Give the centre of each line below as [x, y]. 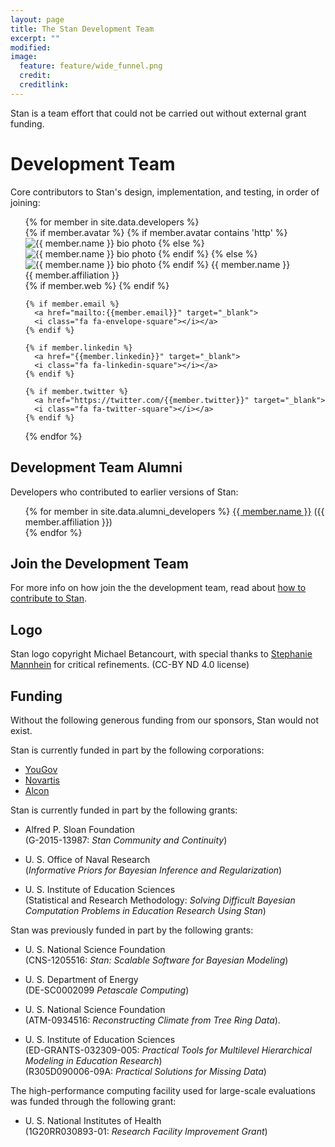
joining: [25, 202]
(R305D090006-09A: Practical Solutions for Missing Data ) [145, 1071]
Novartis [42, 780]
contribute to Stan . [49, 598]
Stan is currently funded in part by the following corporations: [137, 750]
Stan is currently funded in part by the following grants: [124, 810]
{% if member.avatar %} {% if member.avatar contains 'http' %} [156, 232]
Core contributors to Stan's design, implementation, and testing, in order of [165, 192]
